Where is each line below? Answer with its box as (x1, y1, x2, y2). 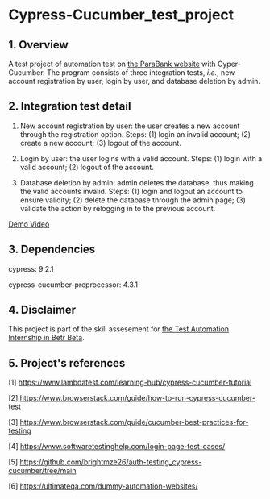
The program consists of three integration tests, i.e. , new (47, 68, 235, 77)
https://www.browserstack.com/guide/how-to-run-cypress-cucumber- (19, 393, 256, 403)
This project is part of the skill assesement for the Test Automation (8, 324, 230, 334)
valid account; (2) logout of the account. (19, 162, 155, 172)
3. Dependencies (8, 243, 96, 256)
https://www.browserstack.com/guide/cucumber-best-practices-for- (19, 418, 249, 427)
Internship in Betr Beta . (8, 333, 85, 343)
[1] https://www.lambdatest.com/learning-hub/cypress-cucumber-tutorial (8, 377, 252, 388)
